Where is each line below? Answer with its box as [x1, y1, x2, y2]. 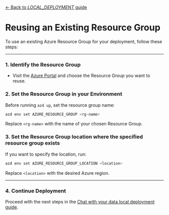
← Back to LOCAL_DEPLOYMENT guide [5, 5, 87, 10]
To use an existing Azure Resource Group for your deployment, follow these [5, 38, 162, 44]
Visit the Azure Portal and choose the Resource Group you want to [12, 73, 150, 79]
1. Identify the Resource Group [5, 61, 81, 68]
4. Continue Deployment [5, 187, 66, 194]
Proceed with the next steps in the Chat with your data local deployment [5, 198, 155, 204]
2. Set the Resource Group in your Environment [5, 91, 122, 98]
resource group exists [5, 139, 60, 147]
